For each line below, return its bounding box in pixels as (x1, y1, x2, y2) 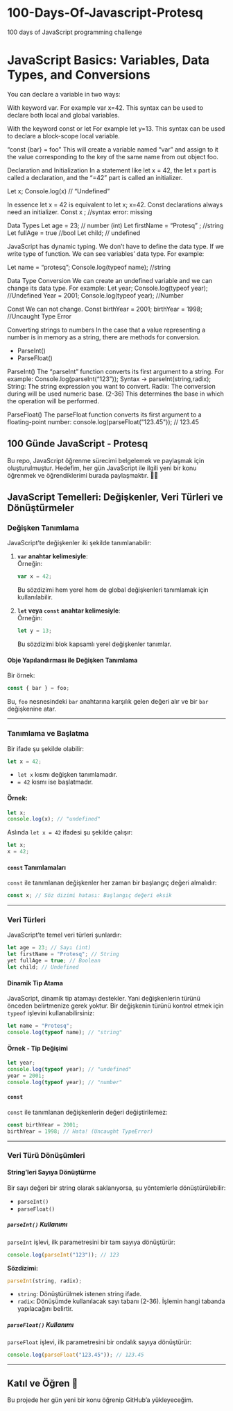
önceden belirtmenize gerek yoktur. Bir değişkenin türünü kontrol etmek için (7, 1001, 224, 1010)
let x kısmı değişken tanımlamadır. (17, 771, 118, 779)
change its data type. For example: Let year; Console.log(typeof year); (7, 284, 208, 292)
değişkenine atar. (7, 704, 57, 713)
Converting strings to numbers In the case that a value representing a (7, 325, 206, 334)
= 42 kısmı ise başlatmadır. (17, 777, 94, 787)
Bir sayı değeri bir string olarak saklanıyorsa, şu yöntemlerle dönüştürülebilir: (7, 1184, 226, 1192)
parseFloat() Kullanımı (7, 1321, 74, 1329)
